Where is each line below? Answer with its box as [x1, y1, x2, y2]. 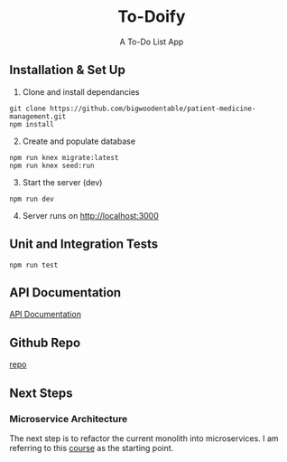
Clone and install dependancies [22, 86, 140, 97]
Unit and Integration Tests [9, 237, 159, 252]
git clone [9, 104, 47, 113]
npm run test [9, 260, 59, 269]
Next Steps [9, 385, 73, 401]
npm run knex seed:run [9, 161, 95, 170]
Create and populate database [22, 136, 136, 146]
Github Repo [9, 335, 81, 350]
